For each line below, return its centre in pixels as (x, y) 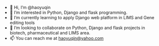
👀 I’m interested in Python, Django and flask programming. (68, 12)
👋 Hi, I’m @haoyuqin (30, 7)
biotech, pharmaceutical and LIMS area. (50, 33)
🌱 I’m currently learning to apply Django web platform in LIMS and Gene (82, 17)
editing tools (22, 23)
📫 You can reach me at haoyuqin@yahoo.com (57, 38)
